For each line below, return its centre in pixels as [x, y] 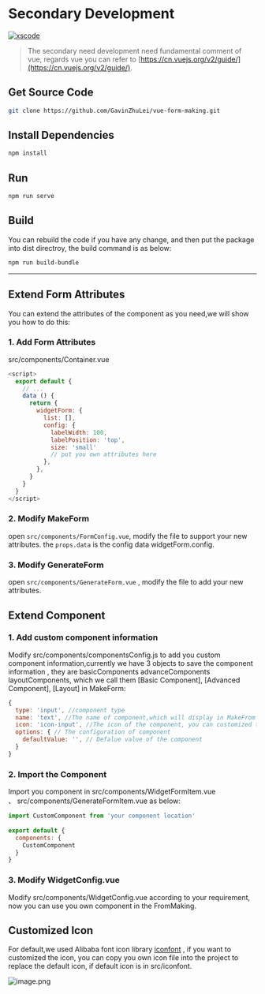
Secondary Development [91, 14]
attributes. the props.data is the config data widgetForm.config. [111, 544]
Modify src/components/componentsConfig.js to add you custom [114, 655]
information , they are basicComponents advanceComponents [109, 671]
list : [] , [60, 418]
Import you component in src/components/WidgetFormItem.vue [112, 792]
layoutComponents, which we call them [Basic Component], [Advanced [124, 680]
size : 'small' [73, 447]
